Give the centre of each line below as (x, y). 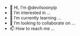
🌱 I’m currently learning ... (35, 18)
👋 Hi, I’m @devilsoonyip (33, 8)
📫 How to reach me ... (32, 28)
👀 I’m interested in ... (30, 13)
